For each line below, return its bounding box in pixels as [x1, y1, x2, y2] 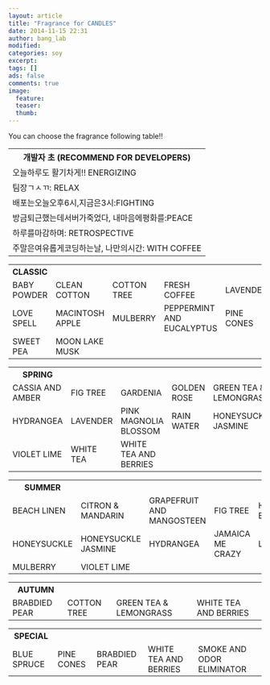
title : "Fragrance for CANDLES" [8, 19, 117, 27]
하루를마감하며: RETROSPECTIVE [12, 227, 134, 239]
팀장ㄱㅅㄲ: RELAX [12, 182, 80, 193]
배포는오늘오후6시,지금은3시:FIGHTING [12, 197, 155, 208]
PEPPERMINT [163, 302, 215, 313]
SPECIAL [14, 630, 48, 641]
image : [8, 86, 31, 95]
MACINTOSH [55, 307, 105, 318]
